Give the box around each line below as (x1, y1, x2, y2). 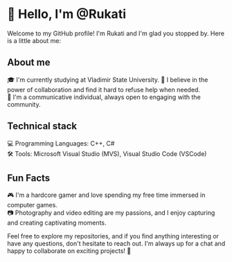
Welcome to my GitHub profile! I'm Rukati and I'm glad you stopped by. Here (7, 29, 225, 37)
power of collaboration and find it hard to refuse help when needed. (7, 85, 201, 94)
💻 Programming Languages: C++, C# (7, 139, 115, 148)
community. (7, 100, 41, 108)
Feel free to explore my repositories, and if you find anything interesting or (7, 232, 220, 241)
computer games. (7, 201, 57, 209)
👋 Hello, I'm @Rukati (7, 6, 127, 22)
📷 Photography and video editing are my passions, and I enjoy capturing (7, 209, 215, 217)
